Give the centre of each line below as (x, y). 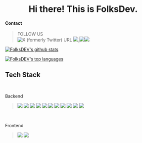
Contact (14, 23)
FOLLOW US (30, 34)
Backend (14, 96)
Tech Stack (23, 74)
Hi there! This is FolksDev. (83, 9)
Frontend (14, 126)
